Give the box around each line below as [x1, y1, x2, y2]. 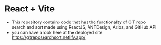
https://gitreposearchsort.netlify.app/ [11, 34, 86, 40]
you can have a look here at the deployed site [11, 29, 102, 35]
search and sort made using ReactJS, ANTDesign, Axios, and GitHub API [11, 24, 157, 30]
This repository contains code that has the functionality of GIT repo [11, 19, 146, 25]
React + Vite [4, 3, 55, 14]
